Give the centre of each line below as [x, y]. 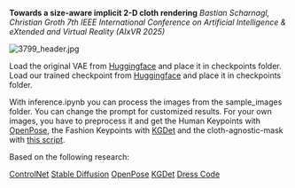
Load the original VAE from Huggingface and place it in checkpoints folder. [145, 66]
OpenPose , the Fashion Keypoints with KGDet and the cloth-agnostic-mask [146, 130]
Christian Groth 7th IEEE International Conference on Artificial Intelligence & [147, 22]
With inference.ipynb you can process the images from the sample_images [146, 102]
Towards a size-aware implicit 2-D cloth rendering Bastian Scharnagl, [140, 13]
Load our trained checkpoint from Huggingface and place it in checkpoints [145, 75]
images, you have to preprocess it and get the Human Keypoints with [135, 121]
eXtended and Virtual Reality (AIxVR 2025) [87, 31]
